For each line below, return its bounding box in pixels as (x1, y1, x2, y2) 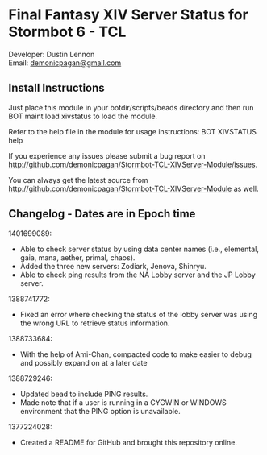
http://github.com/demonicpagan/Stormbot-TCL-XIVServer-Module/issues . (8, 159, 258, 169)
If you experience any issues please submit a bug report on (8, 151, 206, 160)
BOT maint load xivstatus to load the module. (8, 111, 158, 121)
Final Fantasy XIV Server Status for (8, 6, 248, 24)
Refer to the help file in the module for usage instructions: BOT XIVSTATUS (8, 126, 257, 136)
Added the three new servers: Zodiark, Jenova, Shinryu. (19, 261, 207, 271)
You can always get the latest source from (8, 175, 148, 184)
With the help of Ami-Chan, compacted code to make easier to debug (19, 349, 252, 359)
